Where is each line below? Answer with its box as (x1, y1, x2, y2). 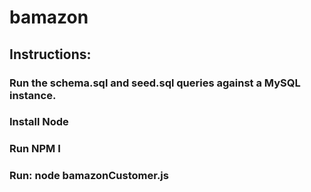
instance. (9, 88, 57, 102)
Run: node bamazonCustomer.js (9, 169, 169, 183)
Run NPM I (9, 142, 61, 156)
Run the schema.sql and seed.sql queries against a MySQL (9, 76, 301, 90)
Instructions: (9, 46, 92, 63)
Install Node (9, 115, 69, 129)
